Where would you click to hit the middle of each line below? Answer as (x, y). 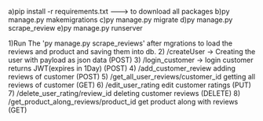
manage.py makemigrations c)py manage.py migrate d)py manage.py (121, 20)
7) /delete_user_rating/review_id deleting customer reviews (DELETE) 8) (124, 93)
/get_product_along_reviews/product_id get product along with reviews (123, 102)
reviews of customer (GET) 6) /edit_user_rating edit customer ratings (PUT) (130, 85)
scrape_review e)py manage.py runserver (75, 28)
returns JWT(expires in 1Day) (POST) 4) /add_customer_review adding (122, 68)
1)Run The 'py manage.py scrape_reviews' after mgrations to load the (121, 43)
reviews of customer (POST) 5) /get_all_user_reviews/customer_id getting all (132, 77)
